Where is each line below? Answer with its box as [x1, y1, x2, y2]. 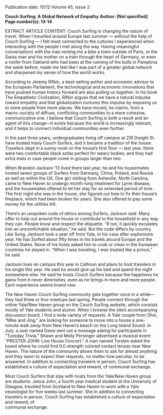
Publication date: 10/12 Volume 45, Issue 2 [5, 4, 90, 10]
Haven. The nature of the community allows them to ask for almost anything [5, 348, 157, 354]
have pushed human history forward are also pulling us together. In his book [5, 90, 158, 95]
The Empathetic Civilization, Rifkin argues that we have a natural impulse [5, 94, 151, 100]
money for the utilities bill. [5, 201, 57, 207]
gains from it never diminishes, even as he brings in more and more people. [5, 277, 156, 283]
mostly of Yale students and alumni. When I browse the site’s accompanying [5, 307, 158, 313]
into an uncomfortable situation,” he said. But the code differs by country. [5, 226, 152, 232]
